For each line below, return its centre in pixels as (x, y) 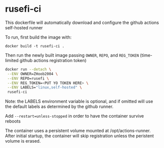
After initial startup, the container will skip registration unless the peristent (80, 136)
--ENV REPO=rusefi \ (28, 78)
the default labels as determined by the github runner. (59, 106)
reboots (13, 121)
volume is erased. (23, 141)
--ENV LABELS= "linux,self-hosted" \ (45, 87)
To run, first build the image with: (38, 37)
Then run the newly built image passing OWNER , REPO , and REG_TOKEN (72, 55)
